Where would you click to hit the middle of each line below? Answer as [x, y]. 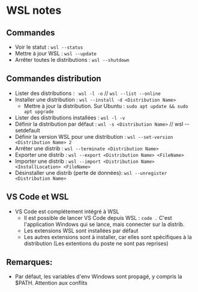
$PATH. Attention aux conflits [51, 283]
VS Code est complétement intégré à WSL [67, 211]
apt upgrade [39, 112]
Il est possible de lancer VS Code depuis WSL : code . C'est [98, 217]
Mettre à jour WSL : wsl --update [56, 53]
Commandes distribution [54, 79]
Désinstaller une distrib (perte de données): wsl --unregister [91, 172]
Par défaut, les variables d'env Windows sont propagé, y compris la [98, 276]
